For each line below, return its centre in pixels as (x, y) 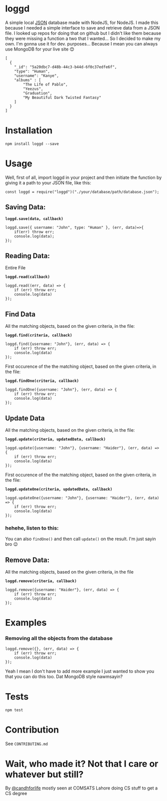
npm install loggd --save (32, 144)
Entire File (15, 268)
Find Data (20, 314)
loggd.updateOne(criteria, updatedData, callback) (59, 489)
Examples (26, 623)
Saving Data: (25, 207)
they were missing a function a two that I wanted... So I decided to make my (83, 38)
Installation (29, 131)
